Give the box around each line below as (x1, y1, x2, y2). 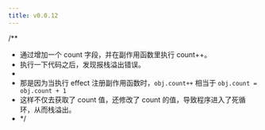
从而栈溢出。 (33, 105, 76, 114)
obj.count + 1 (19, 86, 67, 95)
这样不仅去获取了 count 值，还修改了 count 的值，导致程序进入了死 (19, 94, 240, 104)
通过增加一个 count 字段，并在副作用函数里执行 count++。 (19, 49, 212, 59)
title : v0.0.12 (8, 11, 59, 20)
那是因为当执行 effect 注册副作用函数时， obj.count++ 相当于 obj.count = (19, 78, 258, 87)
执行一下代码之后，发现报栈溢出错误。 (19, 59, 145, 69)
